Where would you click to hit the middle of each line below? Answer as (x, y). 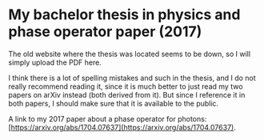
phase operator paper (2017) (105, 32)
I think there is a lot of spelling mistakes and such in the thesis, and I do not (132, 78)
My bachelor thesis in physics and (124, 15)
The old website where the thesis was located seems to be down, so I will (129, 54)
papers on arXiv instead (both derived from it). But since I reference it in (127, 94)
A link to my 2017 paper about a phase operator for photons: (108, 118)
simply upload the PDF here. (55, 62)
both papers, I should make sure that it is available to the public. (113, 103)
